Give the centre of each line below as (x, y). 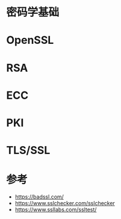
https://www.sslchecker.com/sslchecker (65, 203)
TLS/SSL (28, 150)
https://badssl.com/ (39, 197)
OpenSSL (30, 40)
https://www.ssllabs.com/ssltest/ (56, 210)
